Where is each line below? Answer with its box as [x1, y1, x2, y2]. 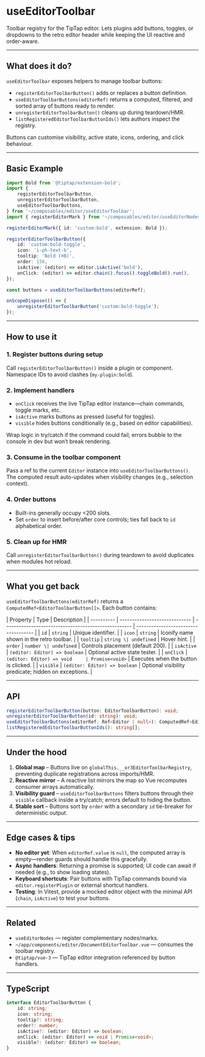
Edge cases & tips [6, 832, 75, 843]
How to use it [6, 332, 57, 342]
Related [6, 918, 37, 928]
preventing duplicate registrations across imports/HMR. [15, 770, 155, 777]
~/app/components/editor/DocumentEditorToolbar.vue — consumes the [15, 941, 193, 948]
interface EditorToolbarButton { [6, 999, 92, 1006]
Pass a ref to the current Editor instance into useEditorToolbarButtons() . [6, 467, 190, 474]
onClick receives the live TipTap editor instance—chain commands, [15, 400, 185, 408]
